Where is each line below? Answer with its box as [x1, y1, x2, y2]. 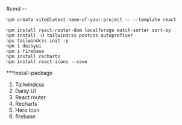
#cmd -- [6, 5, 27, 12]
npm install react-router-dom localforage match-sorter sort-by [6, 27, 171, 33]
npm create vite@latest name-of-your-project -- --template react [6, 17, 177, 23]
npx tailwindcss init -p [6, 38, 69, 44]
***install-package [6, 69, 53, 76]
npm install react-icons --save [6, 59, 87, 65]
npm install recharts [6, 53, 61, 59]
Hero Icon [14, 106, 40, 114]
